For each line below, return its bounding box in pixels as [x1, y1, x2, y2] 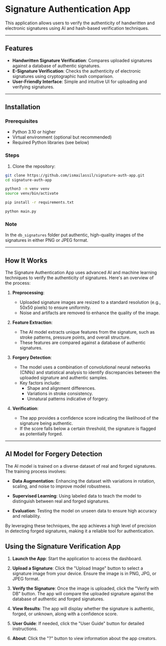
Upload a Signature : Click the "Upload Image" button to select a [12, 565, 143, 571]
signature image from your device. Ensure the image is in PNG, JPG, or [12, 570, 157, 576]
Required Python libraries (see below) [12, 140, 89, 145]
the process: [5, 280, 31, 286]
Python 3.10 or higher [12, 129, 56, 135]
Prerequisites [5, 118, 38, 125]
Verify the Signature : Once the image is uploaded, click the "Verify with [12, 585, 159, 591]
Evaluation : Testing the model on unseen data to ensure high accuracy [12, 507, 157, 513]
